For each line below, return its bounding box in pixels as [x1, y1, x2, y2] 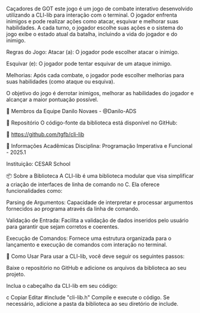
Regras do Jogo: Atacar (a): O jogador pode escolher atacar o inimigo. [6, 48, 179, 56]
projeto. [6, 271, 26, 278]
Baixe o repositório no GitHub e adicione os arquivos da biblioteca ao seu [6, 265, 187, 271]
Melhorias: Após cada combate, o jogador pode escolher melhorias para [6, 72, 184, 78]
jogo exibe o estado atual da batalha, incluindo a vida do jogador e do [6, 31, 178, 38]
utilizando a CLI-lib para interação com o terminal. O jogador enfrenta [6, 11, 177, 19]
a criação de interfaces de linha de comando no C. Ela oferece [6, 181, 160, 188]
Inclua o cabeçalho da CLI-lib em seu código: [6, 282, 118, 289]
